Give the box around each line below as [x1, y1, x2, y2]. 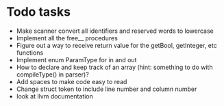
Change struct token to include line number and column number [16, 85, 197, 93]
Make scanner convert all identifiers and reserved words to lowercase [16, 27, 214, 35]
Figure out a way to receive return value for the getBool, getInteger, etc [16, 41, 217, 49]
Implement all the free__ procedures [16, 34, 118, 42]
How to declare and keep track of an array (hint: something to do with [16, 63, 213, 71]
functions [16, 49, 44, 57]
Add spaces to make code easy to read [16, 77, 127, 85]
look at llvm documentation [16, 92, 93, 100]
